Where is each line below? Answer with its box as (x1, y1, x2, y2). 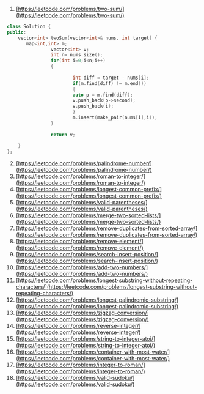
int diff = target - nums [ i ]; (72, 75, 150, 81)
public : (7, 29, 27, 35)
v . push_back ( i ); (72, 103, 114, 110)
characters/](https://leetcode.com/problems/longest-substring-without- (15, 283, 197, 291)
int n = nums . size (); (50, 52, 103, 58)
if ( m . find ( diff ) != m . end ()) (72, 80, 147, 86)
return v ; (50, 132, 76, 138)
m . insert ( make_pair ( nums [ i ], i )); (72, 114, 158, 121)
